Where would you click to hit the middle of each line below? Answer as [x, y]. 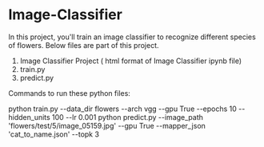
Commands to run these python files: [69, 93]
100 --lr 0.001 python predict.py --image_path [128, 117]
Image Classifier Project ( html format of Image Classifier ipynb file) [131, 61]
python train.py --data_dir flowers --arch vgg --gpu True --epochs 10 [123, 109]
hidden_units [29, 117]
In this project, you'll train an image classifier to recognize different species [132, 37]
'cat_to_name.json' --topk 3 [54, 134]
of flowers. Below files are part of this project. [84, 45]
